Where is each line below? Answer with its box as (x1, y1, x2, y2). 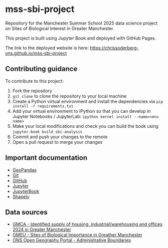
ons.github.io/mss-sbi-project (5, 50, 67, 56)
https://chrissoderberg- (90, 45, 139, 51)
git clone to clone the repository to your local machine (12, 93, 127, 99)
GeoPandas (12, 167, 37, 173)
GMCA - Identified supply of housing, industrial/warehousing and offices (12, 221, 163, 227)
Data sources (5, 208, 48, 216)
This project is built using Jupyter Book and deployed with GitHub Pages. (5, 35, 156, 41)
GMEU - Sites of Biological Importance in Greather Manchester (12, 232, 143, 238)
